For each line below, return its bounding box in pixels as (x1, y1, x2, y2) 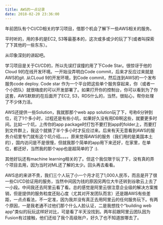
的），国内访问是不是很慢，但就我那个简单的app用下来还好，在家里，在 (5, 139, 147, 145)
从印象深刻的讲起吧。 (5, 52, 48, 58)
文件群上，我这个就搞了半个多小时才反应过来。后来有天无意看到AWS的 (9, 127, 151, 133)
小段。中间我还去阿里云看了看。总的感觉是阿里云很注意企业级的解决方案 (9, 184, 154, 190)
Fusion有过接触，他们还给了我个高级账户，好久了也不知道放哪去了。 (5, 214, 142, 221)
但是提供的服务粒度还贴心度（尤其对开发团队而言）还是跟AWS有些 (13, 190, 147, 196)
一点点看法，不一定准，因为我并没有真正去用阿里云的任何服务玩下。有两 (13, 196, 158, 202)
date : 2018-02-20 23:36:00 (5, 12, 60, 16)
